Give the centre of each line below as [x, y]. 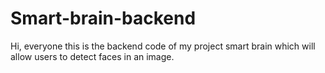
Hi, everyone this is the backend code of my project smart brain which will [163, 46]
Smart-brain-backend [103, 18]
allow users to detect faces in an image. [92, 56]
